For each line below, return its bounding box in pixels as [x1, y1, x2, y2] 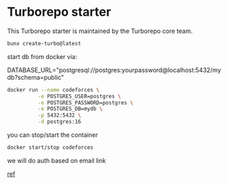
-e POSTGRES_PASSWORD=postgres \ [37, 99, 134, 106]
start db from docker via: [7, 52, 78, 60]
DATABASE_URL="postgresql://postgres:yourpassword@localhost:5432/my [7, 66, 222, 74]
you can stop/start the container [7, 131, 98, 139]
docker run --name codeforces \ [7, 87, 100, 93]
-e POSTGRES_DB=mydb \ [37, 106, 103, 113]
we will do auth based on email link [7, 156, 106, 165]
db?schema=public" [7, 73, 65, 81]
